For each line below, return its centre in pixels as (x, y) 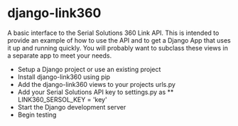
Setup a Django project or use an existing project (89, 69)
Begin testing (37, 115)
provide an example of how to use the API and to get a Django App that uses (119, 40)
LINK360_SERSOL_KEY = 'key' (63, 99)
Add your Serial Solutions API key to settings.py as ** (96, 92)
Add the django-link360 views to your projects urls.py (97, 84)
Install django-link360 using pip (64, 77)
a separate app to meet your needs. (60, 56)
